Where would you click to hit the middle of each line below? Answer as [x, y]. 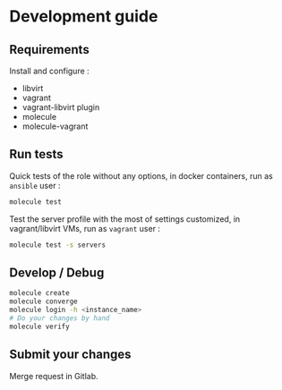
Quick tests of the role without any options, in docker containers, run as [141, 175]
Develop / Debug [57, 272]
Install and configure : [49, 71]
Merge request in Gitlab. [54, 376]
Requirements [49, 50]
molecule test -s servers [57, 245]
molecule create [39, 293]
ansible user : [35, 185]
